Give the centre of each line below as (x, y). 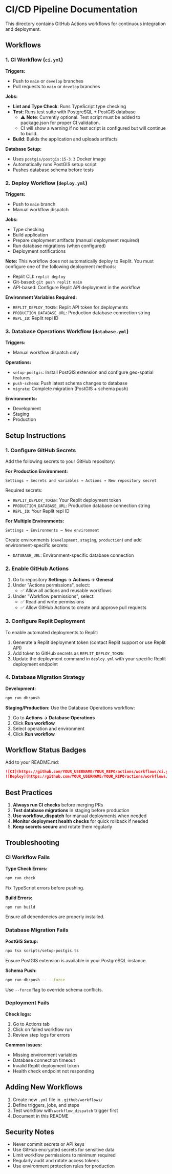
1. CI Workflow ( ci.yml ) (34, 60)
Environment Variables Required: (41, 297)
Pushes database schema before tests (53, 170)
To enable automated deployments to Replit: (52, 632)
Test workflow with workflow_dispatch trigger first (65, 1110)
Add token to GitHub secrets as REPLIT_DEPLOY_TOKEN (68, 653)
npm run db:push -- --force (35, 980)
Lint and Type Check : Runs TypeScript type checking (69, 106)
